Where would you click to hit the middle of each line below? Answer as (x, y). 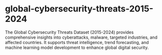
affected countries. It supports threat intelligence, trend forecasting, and (77, 42)
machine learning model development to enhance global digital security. (77, 47)
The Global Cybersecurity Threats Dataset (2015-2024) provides (69, 32)
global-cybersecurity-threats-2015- (79, 9)
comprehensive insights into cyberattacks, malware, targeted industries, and (81, 37)
